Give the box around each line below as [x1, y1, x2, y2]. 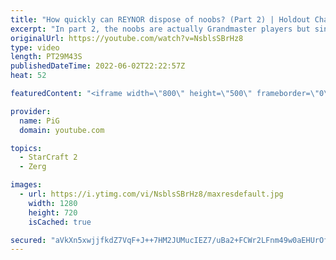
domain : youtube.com [19, 125, 105, 135]
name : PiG [19, 116, 60, 126]
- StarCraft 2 [19, 152, 78, 163]
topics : [10, 143, 43, 153]
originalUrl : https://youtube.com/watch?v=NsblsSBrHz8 [10, 33, 244, 43]
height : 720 [28, 207, 78, 218]
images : [10, 180, 43, 190]
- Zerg [19, 162, 47, 172]
